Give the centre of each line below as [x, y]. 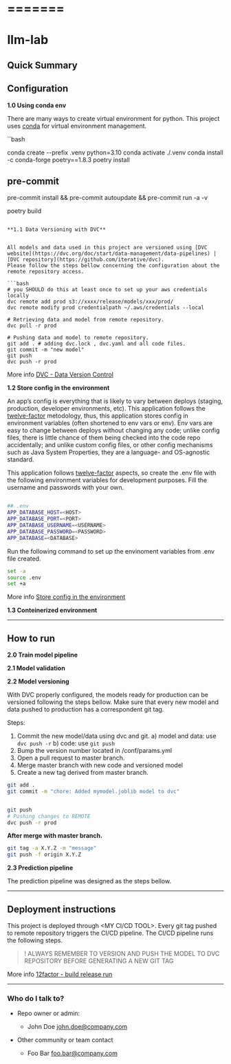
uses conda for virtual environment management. [77, 126]
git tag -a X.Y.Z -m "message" [52, 848]
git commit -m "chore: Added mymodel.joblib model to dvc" [93, 791]
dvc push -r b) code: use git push [66, 743]
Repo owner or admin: [48, 1013]
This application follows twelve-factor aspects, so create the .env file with [112, 473]
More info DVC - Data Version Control [60, 374]
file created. [24, 558]
